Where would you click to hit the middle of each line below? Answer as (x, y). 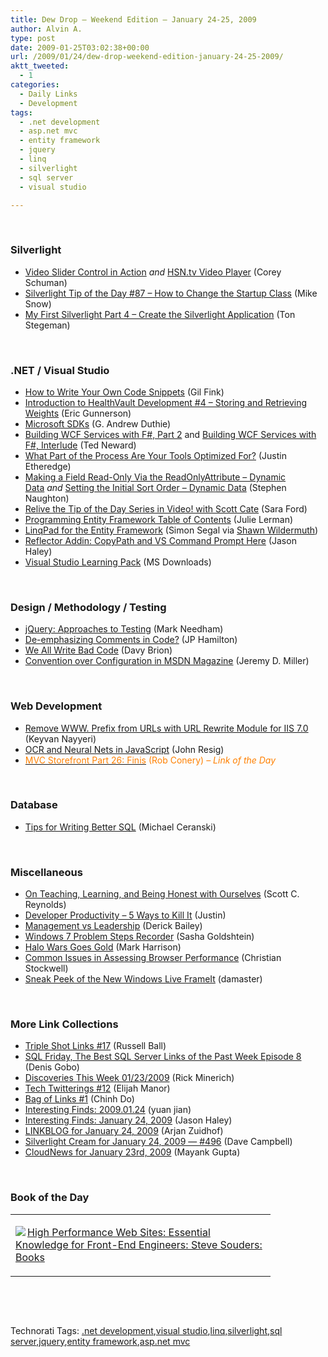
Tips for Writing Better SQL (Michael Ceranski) (120, 827)
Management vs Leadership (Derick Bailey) (113, 926)
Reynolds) (45, 905)
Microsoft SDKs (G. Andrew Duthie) (98, 423)
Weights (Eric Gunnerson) (78, 413)
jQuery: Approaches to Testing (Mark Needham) (124, 629)
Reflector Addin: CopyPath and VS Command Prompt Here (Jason (160, 540)
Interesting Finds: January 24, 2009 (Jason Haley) (128, 1120)
